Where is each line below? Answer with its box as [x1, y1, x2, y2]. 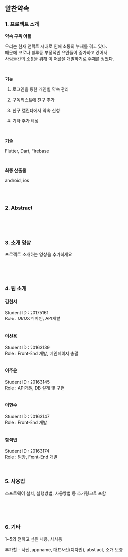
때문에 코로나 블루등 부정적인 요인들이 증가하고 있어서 [5, 49, 108, 55]
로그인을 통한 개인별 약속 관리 [12, 86, 69, 92]
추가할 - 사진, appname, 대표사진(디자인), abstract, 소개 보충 [5, 546, 123, 552]
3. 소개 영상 [5, 239, 31, 246]
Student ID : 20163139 [5, 344, 50, 350]
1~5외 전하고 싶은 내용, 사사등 [5, 536, 63, 542]
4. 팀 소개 [5, 285, 27, 292]
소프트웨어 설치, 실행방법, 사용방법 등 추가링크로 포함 [5, 490, 106, 496]
